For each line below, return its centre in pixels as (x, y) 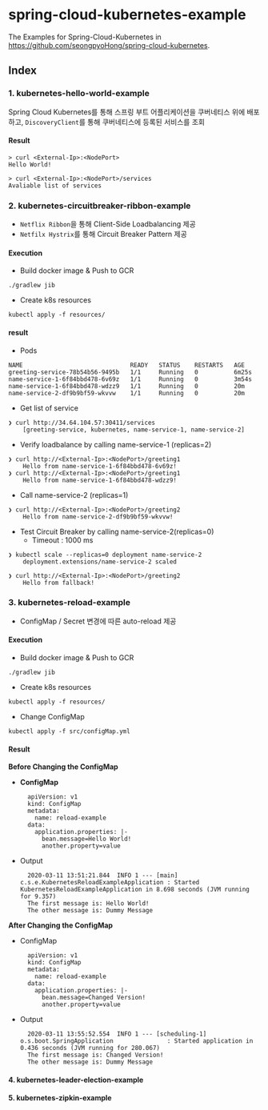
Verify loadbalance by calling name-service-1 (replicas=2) (116, 444)
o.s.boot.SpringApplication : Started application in (136, 1041)
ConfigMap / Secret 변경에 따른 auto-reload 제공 (98, 621)
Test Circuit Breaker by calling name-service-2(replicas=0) (117, 531)
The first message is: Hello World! (88, 904)
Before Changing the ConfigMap (63, 767)
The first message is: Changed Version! (96, 1055)
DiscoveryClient (52, 122)
